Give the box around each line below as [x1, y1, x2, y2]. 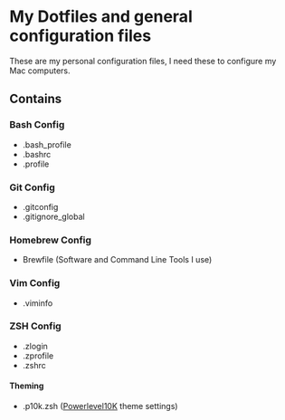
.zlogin [22, 340, 48, 351]
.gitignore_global [22, 211, 85, 222]
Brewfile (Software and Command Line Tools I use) [22, 254, 213, 265]
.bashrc [22, 148, 52, 159]
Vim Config [9, 277, 61, 290]
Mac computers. [9, 65, 71, 76]
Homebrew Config [9, 234, 92, 246]
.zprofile [22, 350, 54, 361]
